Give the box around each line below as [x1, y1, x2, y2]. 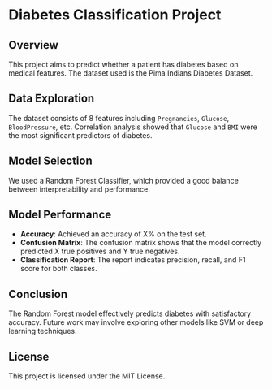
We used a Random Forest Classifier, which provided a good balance [8, 175, 240, 185]
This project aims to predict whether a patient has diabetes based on [8, 59, 239, 69]
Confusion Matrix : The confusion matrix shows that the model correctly [19, 238, 262, 248]
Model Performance [8, 208, 112, 222]
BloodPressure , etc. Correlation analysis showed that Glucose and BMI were [8, 122, 257, 132]
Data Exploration [8, 92, 95, 106]
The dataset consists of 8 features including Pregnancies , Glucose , [8, 113, 230, 123]
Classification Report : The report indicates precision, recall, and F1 [19, 255, 246, 265]
